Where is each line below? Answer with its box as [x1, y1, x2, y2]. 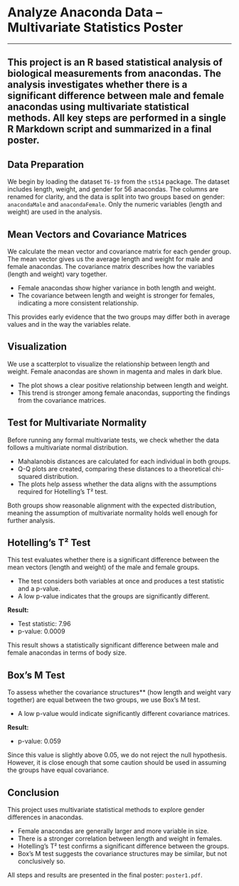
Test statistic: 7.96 [17, 620, 71, 628]
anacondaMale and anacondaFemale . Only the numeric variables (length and [7, 200, 223, 209]
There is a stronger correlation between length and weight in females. [17, 834, 223, 843]
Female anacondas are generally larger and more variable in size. [17, 827, 209, 835]
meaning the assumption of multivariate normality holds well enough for [7, 508, 218, 517]
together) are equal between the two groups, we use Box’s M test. [7, 695, 201, 705]
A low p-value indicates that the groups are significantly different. [17, 592, 211, 601]
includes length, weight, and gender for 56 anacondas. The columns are [7, 185, 219, 194]
